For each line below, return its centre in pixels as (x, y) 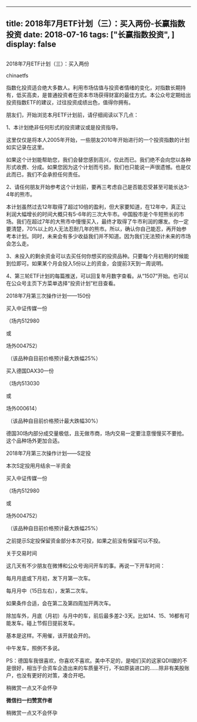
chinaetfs (17, 75)
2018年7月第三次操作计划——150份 (48, 295)
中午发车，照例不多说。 (34, 648)
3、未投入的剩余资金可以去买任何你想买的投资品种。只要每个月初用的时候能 (98, 256)
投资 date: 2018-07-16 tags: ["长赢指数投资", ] (90, 35)
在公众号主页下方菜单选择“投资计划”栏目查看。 (62, 283)
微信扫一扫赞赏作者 (29, 700)
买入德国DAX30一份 (30, 371)
